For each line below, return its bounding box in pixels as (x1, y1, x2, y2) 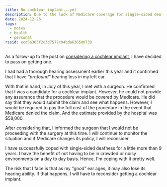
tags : (5, 21, 16, 26)
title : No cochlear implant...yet (5, 7, 77, 12)
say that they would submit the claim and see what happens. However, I (5, 99, 152, 105)
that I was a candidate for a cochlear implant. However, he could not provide (5, 88, 162, 95)
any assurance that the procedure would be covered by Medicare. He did (5, 94, 155, 100)
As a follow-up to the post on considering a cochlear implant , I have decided (5, 53, 162, 59)
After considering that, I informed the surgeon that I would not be (5, 125, 138, 131)
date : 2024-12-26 (5, 16, 41, 21)
